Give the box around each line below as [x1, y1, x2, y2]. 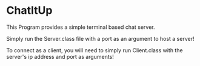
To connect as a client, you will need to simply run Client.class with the [6, 46, 183, 54]
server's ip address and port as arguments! [6, 53, 114, 60]
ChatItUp [6, 4, 53, 17]
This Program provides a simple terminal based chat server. [6, 23, 156, 31]
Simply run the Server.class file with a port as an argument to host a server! [6, 35, 195, 42]
